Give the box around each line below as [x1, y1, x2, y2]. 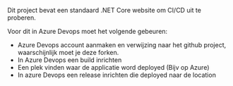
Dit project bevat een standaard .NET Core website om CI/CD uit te [7, 6, 201, 14]
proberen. [7, 13, 37, 22]
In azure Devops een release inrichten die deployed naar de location [17, 70, 217, 79]
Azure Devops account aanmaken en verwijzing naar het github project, [17, 41, 227, 49]
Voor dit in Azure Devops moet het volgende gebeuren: [7, 27, 168, 35]
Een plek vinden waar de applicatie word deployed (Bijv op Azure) [17, 63, 210, 71]
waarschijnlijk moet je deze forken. [17, 49, 119, 56]
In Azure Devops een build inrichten [17, 56, 122, 64]
